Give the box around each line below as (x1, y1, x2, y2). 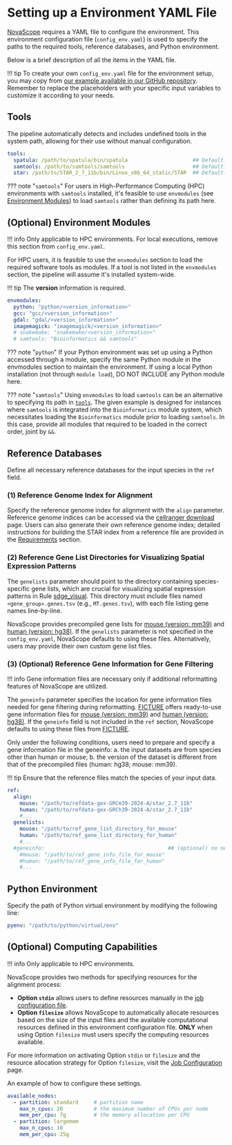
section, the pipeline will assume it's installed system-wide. (7, 271, 176, 279)
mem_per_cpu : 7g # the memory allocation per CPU (19, 1112, 190, 1119)
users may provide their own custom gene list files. (7, 642, 153, 650)
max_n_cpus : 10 (19, 1124, 64, 1132)
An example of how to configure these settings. (7, 1079, 142, 1087)
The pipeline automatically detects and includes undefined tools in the (7, 129, 207, 137)
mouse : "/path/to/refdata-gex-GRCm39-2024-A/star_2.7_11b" (19, 800, 193, 807)
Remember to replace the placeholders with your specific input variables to (7, 84, 221, 92)
